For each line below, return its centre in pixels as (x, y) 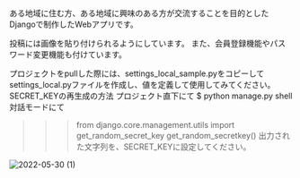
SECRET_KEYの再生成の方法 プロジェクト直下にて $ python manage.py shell (151, 96)
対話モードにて (37, 107)
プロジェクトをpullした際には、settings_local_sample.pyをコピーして (137, 73)
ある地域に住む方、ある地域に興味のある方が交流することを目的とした (139, 13)
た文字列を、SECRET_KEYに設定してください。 (163, 147)
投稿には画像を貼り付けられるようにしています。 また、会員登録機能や (140, 43)
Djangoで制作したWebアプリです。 (74, 24)
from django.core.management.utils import (155, 125)
